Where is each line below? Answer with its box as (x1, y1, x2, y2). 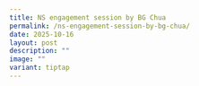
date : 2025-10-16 (9, 30, 74, 39)
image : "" (9, 55, 47, 64)
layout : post (9, 38, 58, 47)
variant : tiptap (9, 64, 70, 73)
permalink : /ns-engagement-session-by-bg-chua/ (9, 21, 191, 30)
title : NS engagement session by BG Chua (9, 13, 167, 22)
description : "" (9, 47, 70, 56)
